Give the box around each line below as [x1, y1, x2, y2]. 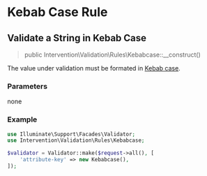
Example [7, 115, 38, 124]
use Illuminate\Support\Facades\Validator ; [7, 131, 136, 138]
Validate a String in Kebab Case [7, 32, 147, 44]
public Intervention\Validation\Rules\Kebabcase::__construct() [24, 50, 201, 59]
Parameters [7, 81, 47, 91]
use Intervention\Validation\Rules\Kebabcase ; [7, 137, 145, 144]
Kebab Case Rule [7, 4, 108, 20]
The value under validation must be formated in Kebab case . [7, 64, 181, 72]
